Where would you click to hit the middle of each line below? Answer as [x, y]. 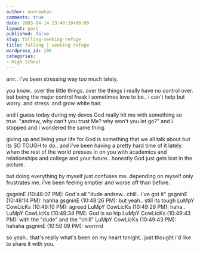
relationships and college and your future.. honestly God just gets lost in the [99, 158]
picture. [16, 164]
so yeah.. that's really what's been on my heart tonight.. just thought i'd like [99, 237]
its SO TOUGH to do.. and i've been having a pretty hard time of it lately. [95, 145]
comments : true [25, 17]
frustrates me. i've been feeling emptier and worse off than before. [88, 182]
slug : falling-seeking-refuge [44, 39]
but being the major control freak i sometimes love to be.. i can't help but [96, 97]
